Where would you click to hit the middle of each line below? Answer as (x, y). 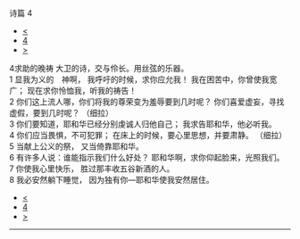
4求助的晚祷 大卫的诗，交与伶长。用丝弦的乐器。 (99, 68)
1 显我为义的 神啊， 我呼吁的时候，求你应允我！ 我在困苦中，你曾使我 (139, 79)
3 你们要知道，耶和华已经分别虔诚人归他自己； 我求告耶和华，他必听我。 (143, 124)
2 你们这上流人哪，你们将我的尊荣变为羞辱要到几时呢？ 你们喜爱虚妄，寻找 (147, 102)
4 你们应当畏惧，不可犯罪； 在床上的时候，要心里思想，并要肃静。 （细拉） (148, 135)
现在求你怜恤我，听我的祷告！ (81, 91)
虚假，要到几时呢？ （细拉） (61, 113)
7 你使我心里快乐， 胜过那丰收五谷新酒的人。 (92, 169)
